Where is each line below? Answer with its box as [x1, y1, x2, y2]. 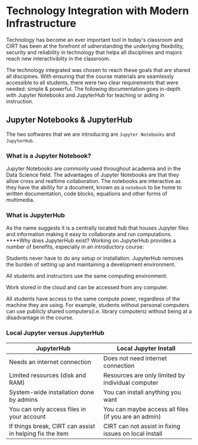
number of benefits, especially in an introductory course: [6, 243, 144, 250]
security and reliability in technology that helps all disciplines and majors [6, 48, 183, 55]
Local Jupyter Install [117, 344, 176, 352]
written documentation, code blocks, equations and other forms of [6, 190, 168, 197]
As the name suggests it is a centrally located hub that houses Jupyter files [6, 224, 189, 231]
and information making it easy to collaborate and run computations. [6, 231, 172, 238]
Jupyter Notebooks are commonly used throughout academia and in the [6, 165, 181, 172]
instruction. [6, 97, 34, 104]
